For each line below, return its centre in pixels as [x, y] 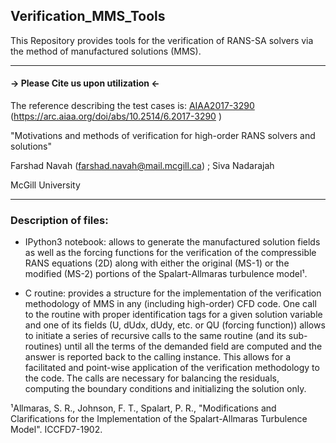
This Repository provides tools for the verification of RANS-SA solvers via [162, 40]
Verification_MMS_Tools [88, 16]
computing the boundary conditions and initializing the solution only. [165, 389]
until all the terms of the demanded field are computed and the [193, 346]
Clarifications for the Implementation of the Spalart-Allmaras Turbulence [159, 419]
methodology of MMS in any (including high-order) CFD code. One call [170, 304]
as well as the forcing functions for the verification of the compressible [170, 253]
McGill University [45, 185]
